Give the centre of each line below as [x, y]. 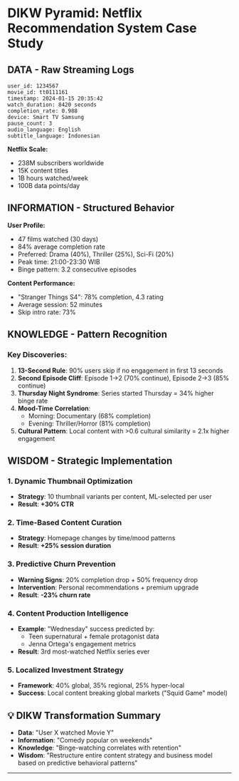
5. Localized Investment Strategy [66, 670]
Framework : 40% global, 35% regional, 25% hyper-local [101, 686]
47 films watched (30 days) [58, 239]
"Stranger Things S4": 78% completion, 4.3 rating [90, 296]
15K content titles [43, 170]
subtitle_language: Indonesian [54, 136]
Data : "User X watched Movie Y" [66, 733]
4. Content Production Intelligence [68, 613]
